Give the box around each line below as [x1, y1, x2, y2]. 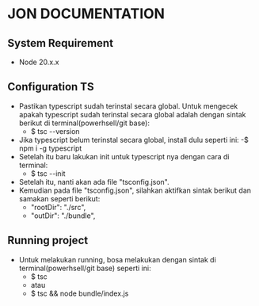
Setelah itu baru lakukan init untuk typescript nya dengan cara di [18, 151, 230, 161]
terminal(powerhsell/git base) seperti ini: [18, 263, 151, 273]
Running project [7, 234, 89, 247]
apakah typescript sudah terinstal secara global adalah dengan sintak [18, 109, 246, 119]
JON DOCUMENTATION [7, 5, 166, 23]
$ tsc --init [30, 168, 66, 178]
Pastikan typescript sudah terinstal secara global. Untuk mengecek [18, 101, 238, 111]
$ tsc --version [30, 126, 80, 136]
